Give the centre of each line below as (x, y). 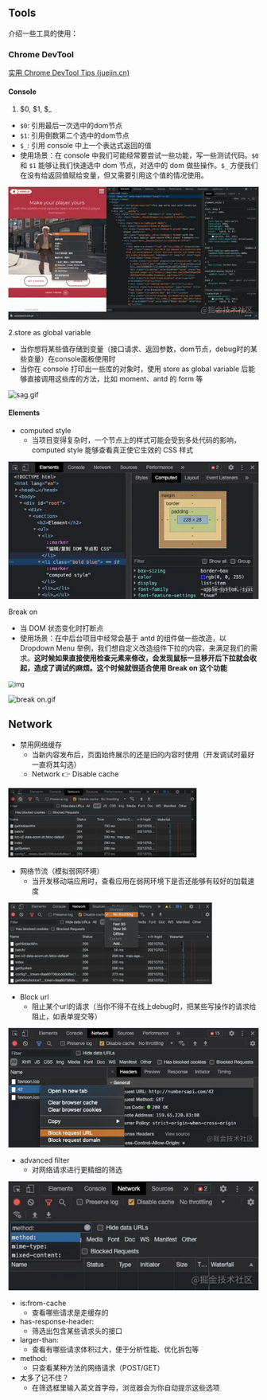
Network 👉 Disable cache (75, 774)
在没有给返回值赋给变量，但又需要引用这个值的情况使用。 (114, 175)
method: (33, 1359)
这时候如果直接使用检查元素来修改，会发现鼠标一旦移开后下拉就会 (142, 658)
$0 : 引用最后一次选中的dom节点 (71, 126)
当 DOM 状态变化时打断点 (62, 628)
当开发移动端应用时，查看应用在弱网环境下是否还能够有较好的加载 (139, 881)
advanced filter (44, 1160)
